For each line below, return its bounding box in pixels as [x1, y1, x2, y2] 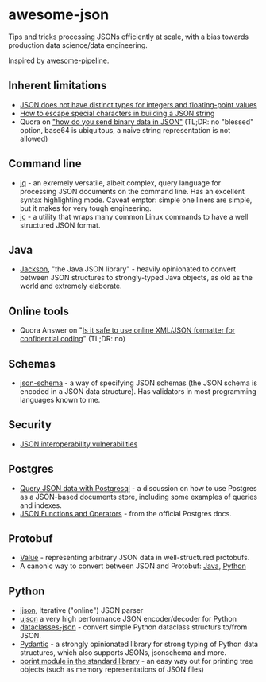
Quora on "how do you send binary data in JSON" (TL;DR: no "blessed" [19, 117, 254, 127]
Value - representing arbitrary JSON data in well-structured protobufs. [19, 553, 250, 563]
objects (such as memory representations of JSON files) [19, 664, 205, 674]
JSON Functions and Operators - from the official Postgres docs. [19, 509, 232, 518]
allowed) [19, 134, 48, 143]
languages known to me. [19, 396, 101, 404]
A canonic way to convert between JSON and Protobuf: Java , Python [19, 561, 246, 571]
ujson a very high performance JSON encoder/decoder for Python [19, 614, 237, 624]
